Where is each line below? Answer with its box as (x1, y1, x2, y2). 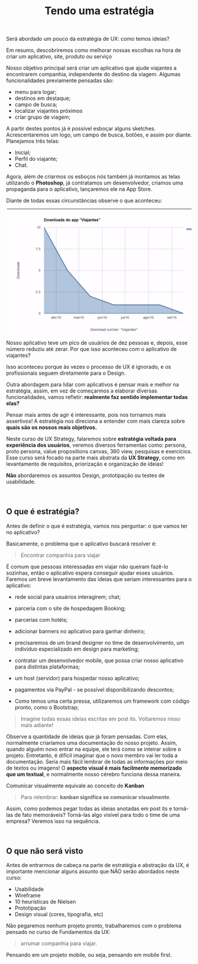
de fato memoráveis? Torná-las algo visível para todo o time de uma (14, 811, 180, 818)
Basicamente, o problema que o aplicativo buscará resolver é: (6, 540, 157, 547)
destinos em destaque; (14, 95, 71, 102)
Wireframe (14, 892, 41, 899)
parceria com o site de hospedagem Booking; (14, 605, 126, 612)
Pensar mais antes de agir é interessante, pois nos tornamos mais (6, 411, 167, 418)
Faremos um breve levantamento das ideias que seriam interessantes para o (6, 575, 192, 583)
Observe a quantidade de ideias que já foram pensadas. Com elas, (6, 733, 168, 740)
